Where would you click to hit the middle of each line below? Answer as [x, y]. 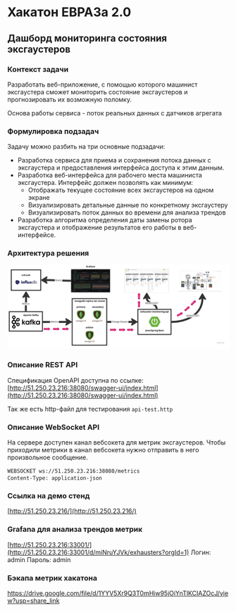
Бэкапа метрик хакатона [52, 578]
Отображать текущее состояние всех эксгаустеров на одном [121, 190]
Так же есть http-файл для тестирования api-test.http [90, 409]
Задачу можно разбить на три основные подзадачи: [86, 147]
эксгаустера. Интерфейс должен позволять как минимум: [105, 183]
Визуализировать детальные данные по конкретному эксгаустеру [128, 205]
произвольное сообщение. [48, 457]
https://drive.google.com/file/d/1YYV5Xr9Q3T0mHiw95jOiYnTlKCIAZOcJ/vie [118, 593]
